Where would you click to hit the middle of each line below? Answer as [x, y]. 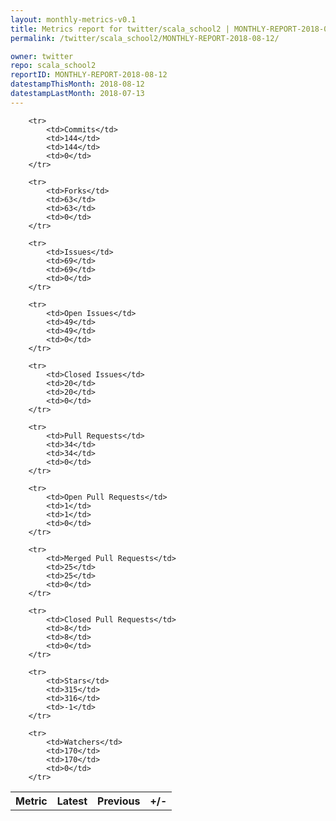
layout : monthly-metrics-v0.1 [73, 19]
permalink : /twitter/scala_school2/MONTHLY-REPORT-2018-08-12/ [145, 38]
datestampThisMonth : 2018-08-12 [77, 84]
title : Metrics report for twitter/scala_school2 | [120, 29]
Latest [72, 801]
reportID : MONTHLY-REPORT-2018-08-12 [89, 75]
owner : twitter [42, 56]
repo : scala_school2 [53, 66]
